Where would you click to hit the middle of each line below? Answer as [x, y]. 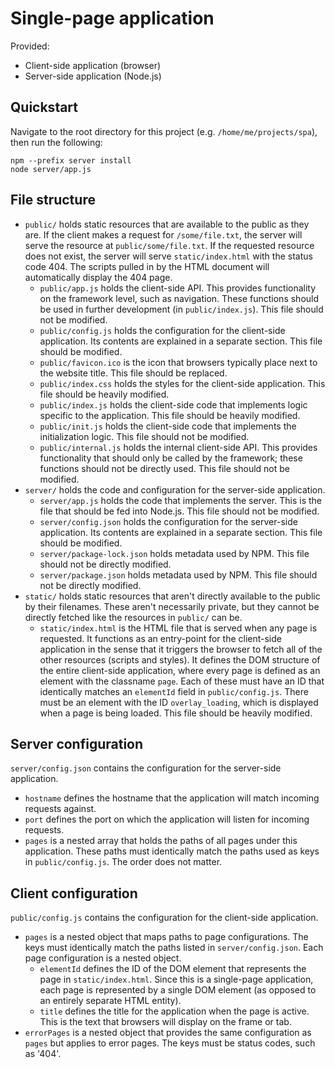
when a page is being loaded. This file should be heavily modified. [176, 713]
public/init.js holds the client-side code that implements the [168, 426]
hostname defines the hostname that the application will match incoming [172, 798]
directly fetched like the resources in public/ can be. [133, 617]
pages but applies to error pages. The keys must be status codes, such [170, 1043]
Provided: [30, 46]
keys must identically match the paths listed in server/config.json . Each [174, 948]
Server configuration [77, 743]
